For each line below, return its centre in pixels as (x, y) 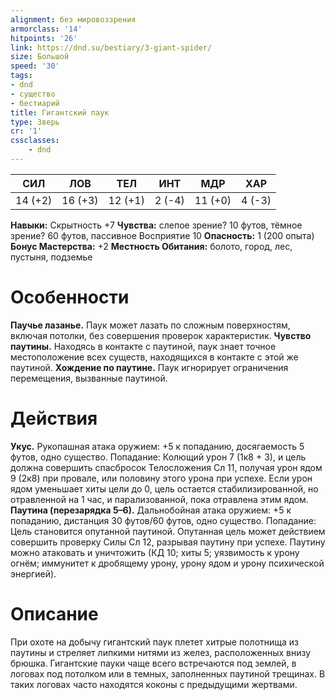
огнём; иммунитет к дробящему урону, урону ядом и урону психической (167, 563)
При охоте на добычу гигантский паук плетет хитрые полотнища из (154, 642)
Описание (54, 613)
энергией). (33, 573)
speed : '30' (35, 66)
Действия (54, 418)
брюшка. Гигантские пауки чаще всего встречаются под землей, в (153, 663)
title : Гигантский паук (60, 112)
